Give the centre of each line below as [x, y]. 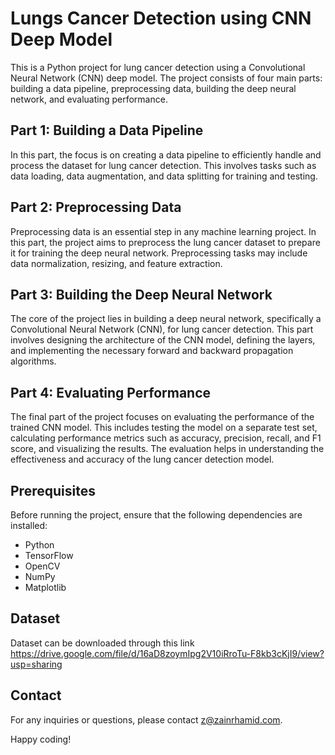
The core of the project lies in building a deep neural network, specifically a [166, 319]
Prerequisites [53, 490]
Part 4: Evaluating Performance [111, 392]
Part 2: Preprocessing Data [96, 207]
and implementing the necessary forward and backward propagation [152, 351]
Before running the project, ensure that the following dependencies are [156, 515]
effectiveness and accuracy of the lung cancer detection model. [142, 459]
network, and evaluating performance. [89, 99]
